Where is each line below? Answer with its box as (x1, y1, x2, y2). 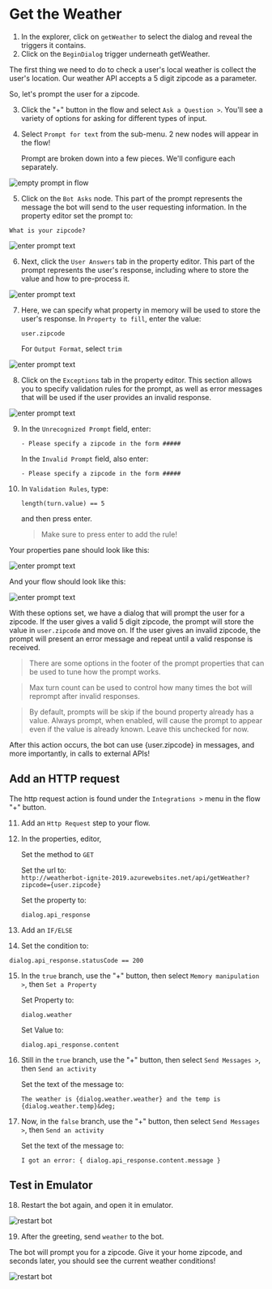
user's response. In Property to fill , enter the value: (20, 313, 202, 323)
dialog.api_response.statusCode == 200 (9, 956, 144, 964)
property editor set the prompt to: (20, 210, 134, 220)
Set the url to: (20, 865, 67, 875)
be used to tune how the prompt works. (28, 666, 161, 676)
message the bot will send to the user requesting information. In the (20, 202, 248, 212)
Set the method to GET (20, 849, 94, 859)
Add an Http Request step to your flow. (20, 817, 151, 828)
